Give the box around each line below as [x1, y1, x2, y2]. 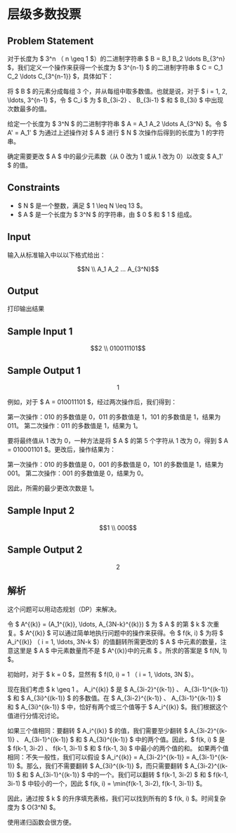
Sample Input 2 [7, 505, 75, 517]
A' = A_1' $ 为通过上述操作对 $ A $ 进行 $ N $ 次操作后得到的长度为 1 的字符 [7, 128, 225, 137]
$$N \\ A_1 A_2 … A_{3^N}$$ [77, 265, 159, 273]
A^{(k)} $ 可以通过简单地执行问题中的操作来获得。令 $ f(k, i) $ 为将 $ [25, 628, 223, 637]
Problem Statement [7, 35, 94, 46]
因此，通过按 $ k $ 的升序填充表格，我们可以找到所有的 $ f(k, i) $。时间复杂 [7, 794, 226, 803]
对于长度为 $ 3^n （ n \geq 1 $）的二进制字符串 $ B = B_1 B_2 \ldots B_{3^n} [7, 54, 225, 63]
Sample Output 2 [7, 544, 83, 556]
